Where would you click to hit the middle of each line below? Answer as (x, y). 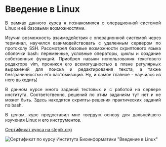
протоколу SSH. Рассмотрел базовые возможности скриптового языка (83, 48)
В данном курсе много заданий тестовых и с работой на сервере (83, 89)
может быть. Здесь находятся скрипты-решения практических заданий (83, 99)
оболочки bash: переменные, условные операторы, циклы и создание (83, 53)
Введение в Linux (42, 9)
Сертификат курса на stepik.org (39, 129)
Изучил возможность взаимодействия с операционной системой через (83, 38)
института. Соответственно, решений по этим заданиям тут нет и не (83, 95)
